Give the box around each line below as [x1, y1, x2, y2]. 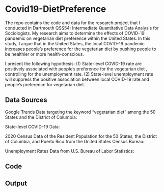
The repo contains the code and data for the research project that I [5, 20, 140, 26]
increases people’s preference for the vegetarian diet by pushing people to [5, 46, 156, 52]
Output [5, 179, 27, 188]
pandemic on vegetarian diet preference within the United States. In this [5, 35, 151, 41]
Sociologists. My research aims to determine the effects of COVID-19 [5, 30, 145, 36]
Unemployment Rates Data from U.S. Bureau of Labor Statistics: [5, 148, 134, 154]
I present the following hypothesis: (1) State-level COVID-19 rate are [5, 61, 142, 66]
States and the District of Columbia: [5, 114, 77, 120]
